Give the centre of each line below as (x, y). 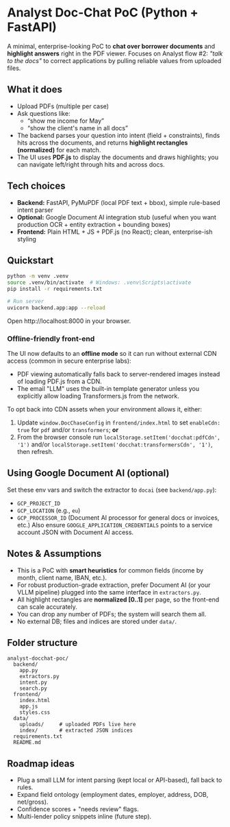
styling (26, 239)
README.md (27, 743)
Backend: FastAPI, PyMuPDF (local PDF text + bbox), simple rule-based (118, 202)
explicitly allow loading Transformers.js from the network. (98, 396)
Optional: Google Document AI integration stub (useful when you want (117, 217)
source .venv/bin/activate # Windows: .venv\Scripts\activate (99, 283)
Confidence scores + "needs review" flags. (78, 809)
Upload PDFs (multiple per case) (63, 106)
